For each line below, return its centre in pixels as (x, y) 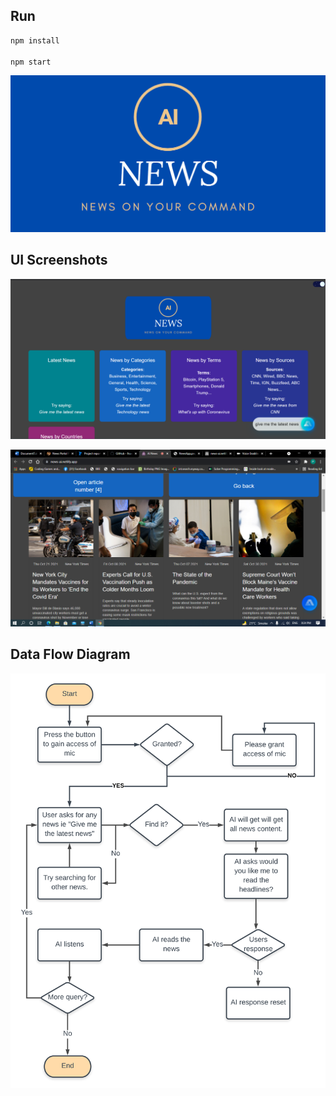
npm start (31, 62)
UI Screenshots (59, 260)
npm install (35, 40)
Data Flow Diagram (70, 654)
